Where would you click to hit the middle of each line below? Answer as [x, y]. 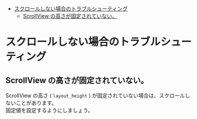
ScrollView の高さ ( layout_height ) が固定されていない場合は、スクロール [95, 95]
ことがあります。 [36, 103]
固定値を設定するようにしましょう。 [50, 110]
